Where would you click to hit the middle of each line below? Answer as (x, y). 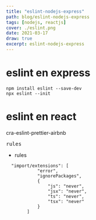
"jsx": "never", (67, 191)
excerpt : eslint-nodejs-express (45, 44)
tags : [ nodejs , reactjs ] (36, 22)
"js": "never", (66, 186)
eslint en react (41, 117)
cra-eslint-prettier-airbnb (36, 132)
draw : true (19, 39)
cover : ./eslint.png (31, 28)
